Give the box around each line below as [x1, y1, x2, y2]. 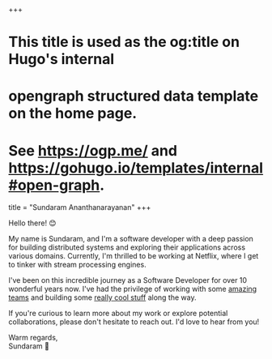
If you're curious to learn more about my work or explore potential [8, 309, 228, 318]
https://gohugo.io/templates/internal [8, 159, 264, 177]
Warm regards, [8, 333, 58, 343]
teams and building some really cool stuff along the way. [8, 293, 197, 302]
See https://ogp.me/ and [8, 141, 178, 160]
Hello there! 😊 [8, 218, 57, 228]
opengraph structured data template [8, 87, 259, 105]
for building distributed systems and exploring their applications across [8, 242, 245, 252]
